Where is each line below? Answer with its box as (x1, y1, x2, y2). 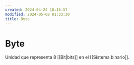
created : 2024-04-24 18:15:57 (5, 7, 68, 12)
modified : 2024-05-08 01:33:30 (5, 12, 70, 17)
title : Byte (5, 16, 30, 21)
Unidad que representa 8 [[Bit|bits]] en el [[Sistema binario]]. (5, 54, 130, 60)
